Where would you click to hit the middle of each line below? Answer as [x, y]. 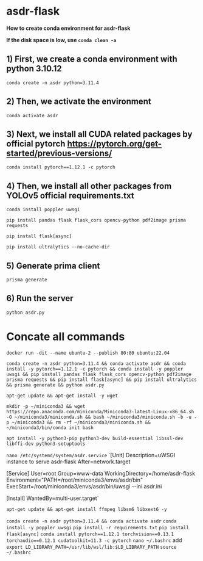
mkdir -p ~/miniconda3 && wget [46, 406]
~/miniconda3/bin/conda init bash [50, 428]
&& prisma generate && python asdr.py [55, 385]
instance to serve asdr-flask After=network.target [68, 461]
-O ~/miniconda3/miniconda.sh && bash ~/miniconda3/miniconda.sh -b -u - [102, 417]
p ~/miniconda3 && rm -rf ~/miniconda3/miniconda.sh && [78, 422]
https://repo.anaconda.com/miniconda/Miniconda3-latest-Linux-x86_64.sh [100, 411]
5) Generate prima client [53, 266]
